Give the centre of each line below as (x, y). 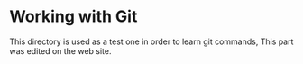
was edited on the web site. (60, 50)
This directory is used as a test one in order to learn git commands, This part (151, 41)
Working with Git (73, 17)
